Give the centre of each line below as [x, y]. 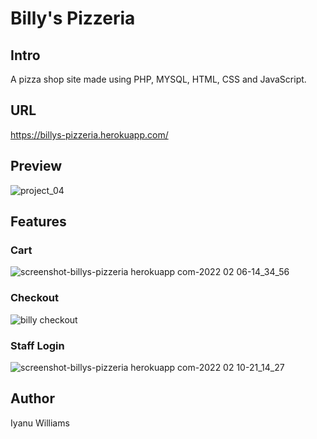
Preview [36, 166]
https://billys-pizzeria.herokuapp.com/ [89, 134]
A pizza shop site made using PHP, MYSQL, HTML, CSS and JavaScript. [158, 79]
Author [32, 398]
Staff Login [37, 345]
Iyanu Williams [40, 423]
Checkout [34, 298]
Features [38, 222]
